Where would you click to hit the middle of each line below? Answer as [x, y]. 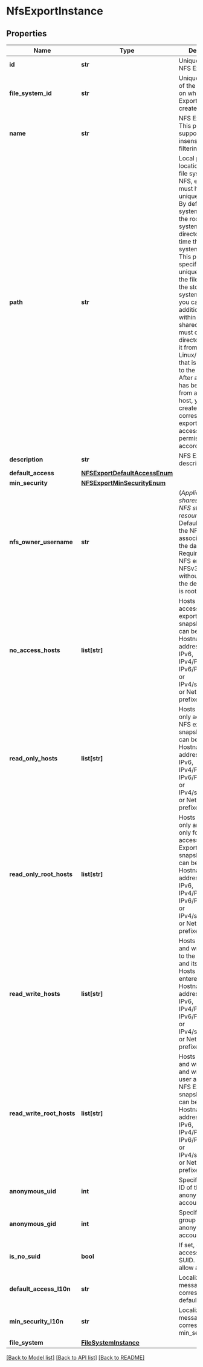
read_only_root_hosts [41, 874]
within [187, 317]
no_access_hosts [35, 650]
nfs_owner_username [41, 542]
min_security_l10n [37, 1321]
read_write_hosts [35, 994]
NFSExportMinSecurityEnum [124, 483]
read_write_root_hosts [42, 1113]
